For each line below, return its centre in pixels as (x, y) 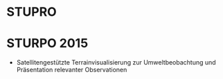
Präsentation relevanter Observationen (72, 70)
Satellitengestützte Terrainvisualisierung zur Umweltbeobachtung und (116, 63)
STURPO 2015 (47, 44)
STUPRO (32, 12)
